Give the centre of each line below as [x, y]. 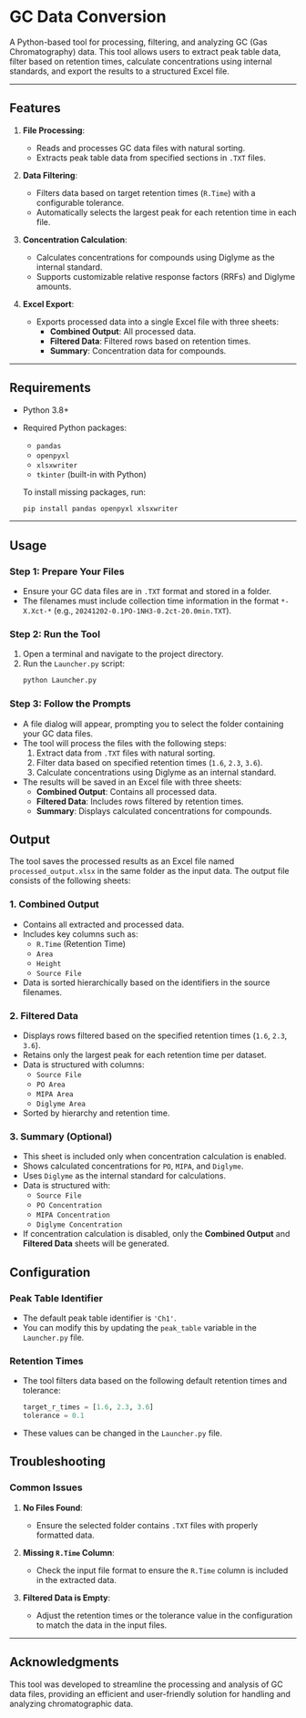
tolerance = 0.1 [53, 1416]
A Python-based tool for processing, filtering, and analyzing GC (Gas [138, 42]
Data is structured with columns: [83, 1065]
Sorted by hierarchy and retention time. [96, 1113]
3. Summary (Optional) [61, 1137]
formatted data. [66, 1535]
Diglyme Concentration [79, 1225]
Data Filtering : [50, 175]
